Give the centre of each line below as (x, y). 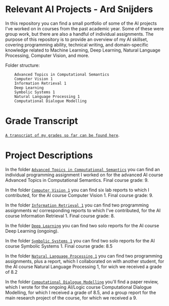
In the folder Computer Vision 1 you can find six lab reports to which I (77, 190)
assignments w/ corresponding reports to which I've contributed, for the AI (83, 210)
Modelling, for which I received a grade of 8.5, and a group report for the (81, 292)
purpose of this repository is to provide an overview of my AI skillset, (77, 39)
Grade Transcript (42, 121)
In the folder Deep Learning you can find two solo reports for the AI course (82, 225)
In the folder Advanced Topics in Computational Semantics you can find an (82, 169)
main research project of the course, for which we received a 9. (71, 298)
